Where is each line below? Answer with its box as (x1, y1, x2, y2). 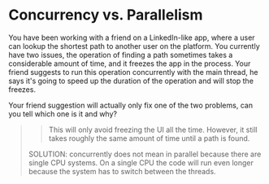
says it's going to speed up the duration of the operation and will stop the (8, 76, 254, 85)
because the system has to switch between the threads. (28, 166, 217, 176)
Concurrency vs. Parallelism (8, 6, 203, 24)
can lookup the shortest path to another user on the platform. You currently (8, 41, 260, 50)
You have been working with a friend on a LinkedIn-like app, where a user (8, 33, 255, 42)
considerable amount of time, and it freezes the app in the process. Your (8, 59, 251, 68)
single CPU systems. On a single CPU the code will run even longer (28, 157, 254, 168)
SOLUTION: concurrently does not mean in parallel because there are (28, 149, 262, 159)
